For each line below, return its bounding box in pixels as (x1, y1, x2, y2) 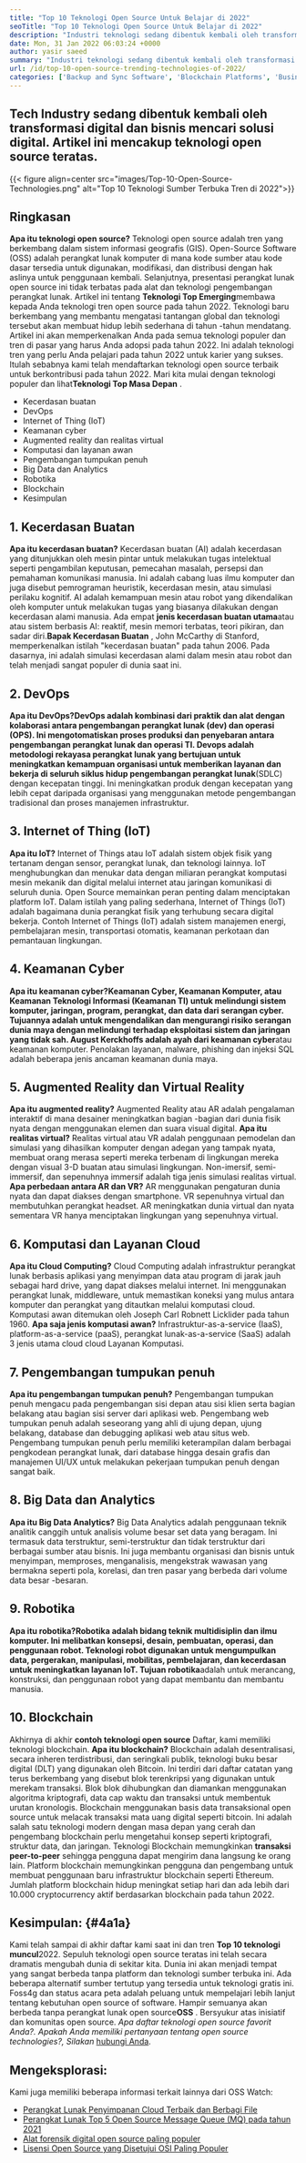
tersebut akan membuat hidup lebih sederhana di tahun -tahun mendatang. (9, 321, 291, 332)
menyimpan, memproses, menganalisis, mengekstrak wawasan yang (9, 1555, 269, 1566)
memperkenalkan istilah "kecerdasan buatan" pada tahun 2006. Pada (9, 640, 270, 651)
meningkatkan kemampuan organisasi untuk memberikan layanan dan (9, 759, 282, 770)
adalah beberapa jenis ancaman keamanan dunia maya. (9, 1053, 219, 1064)
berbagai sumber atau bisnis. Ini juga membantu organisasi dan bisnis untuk (9, 1546, 295, 1556)
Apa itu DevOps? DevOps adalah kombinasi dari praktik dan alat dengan (9, 710, 285, 720)
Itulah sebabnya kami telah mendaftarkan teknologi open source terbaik (9, 359, 280, 370)
